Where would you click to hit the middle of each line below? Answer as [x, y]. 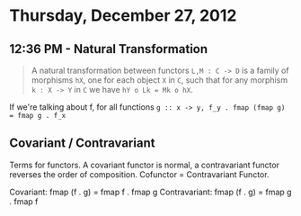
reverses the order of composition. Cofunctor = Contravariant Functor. [139, 174]
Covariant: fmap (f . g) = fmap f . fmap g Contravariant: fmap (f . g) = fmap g [150, 192]
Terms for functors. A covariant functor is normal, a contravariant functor [145, 165]
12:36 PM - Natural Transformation [109, 49]
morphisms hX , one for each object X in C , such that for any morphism [159, 80]
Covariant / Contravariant [82, 144]
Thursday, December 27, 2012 [123, 16]
